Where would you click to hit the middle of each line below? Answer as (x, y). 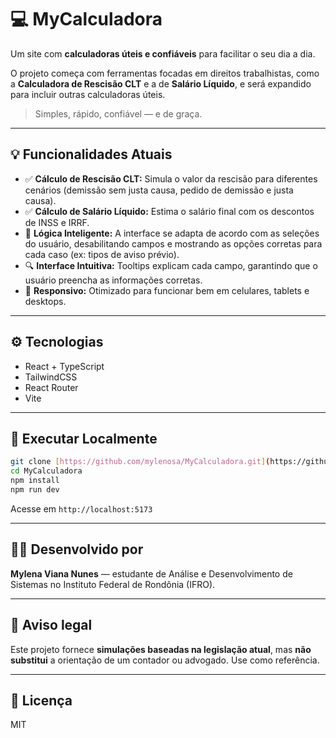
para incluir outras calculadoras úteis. (88, 94)
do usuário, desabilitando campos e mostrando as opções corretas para (173, 243)
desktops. (45, 301)
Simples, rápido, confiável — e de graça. (118, 113)
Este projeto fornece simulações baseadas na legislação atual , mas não (161, 649)
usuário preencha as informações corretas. (113, 280)
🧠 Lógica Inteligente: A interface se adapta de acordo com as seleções (172, 233)
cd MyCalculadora (46, 471)
